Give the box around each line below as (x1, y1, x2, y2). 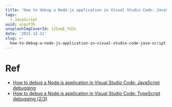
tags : (5, 12, 17, 17)
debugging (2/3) (12, 95, 48, 102)
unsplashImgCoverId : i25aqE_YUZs (5, 26, 77, 32)
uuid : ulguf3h (5, 21, 36, 27)
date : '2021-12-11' (5, 31, 47, 36)
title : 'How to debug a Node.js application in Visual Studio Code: (5, 7, 155, 13)
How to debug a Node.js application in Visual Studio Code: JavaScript (12, 79, 160, 86)
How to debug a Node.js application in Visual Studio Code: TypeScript (12, 90, 160, 96)
